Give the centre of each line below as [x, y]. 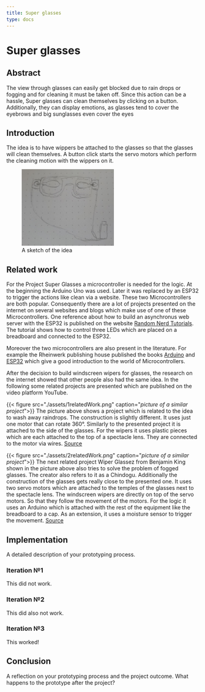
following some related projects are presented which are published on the [99, 386]
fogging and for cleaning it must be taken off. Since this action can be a [96, 94]
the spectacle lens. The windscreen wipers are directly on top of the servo [100, 495]
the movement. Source [35, 521]
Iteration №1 [25, 570]
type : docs [20, 19]
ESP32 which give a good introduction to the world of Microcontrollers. [96, 361]
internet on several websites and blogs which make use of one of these [96, 310]
